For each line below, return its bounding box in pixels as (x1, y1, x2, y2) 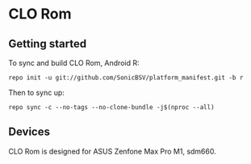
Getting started (8, 37, 87, 51)
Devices (8, 125, 51, 139)
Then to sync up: (8, 88, 65, 97)
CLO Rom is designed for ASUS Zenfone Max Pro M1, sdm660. (8, 146, 216, 156)
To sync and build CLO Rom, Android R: (8, 58, 140, 68)
